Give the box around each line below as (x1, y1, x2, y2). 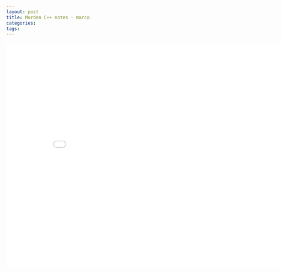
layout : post (6, 8, 39, 15)
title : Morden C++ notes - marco (6, 14, 90, 20)
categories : (6, 20, 36, 26)
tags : (6, 25, 20, 32)
